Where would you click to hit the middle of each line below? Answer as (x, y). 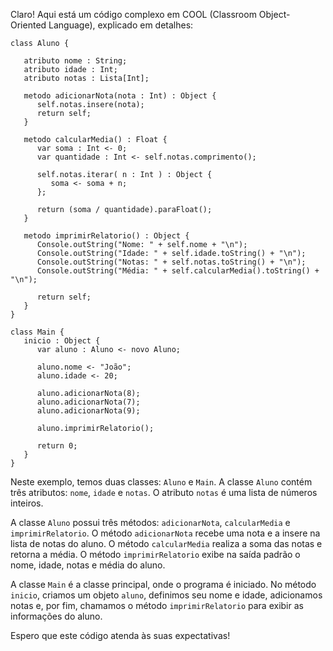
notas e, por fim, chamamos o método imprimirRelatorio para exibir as (157, 605)
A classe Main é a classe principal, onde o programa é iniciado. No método (163, 584)
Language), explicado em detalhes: (121, 25)
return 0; (57, 446)
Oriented (28, 25)
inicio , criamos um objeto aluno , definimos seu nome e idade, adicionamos (166, 595)
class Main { (37, 332)
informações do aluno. (56, 616)
